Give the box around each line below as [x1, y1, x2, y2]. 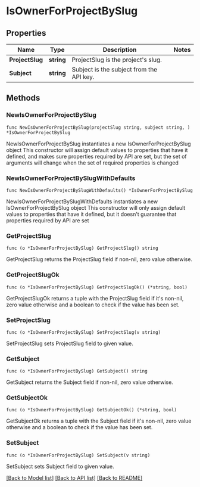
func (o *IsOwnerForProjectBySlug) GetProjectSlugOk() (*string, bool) [6, 284, 187, 290]
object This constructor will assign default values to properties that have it [6, 146, 188, 153]
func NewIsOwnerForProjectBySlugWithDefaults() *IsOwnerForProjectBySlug [6, 187, 193, 193]
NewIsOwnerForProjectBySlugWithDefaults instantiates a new [6, 198, 158, 205]
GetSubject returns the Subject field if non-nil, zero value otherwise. [6, 379, 174, 386]
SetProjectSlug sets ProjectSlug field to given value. [6, 340, 134, 347]
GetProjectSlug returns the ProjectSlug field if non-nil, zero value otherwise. [6, 256, 192, 263]
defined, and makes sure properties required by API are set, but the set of [6, 153, 187, 160]
